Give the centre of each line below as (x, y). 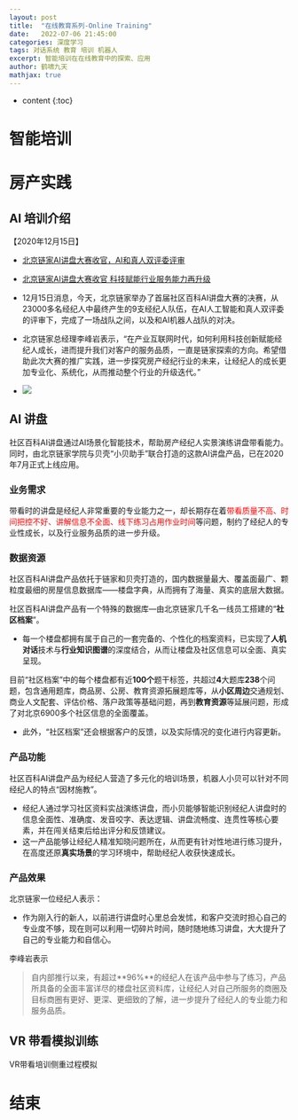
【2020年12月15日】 (46, 241)
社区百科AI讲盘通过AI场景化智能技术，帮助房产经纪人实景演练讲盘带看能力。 (149, 442)
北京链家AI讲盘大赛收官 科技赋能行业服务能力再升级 (116, 278)
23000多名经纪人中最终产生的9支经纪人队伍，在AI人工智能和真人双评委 (153, 309)
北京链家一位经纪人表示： (56, 898)
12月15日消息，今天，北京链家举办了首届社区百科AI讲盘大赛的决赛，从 (150, 297)
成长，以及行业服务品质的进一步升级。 (94, 533)
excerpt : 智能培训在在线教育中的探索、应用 (80, 59)
